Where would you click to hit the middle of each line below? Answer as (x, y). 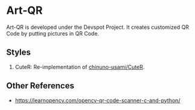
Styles (19, 53)
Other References (40, 86)
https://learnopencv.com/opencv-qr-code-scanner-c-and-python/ (97, 100)
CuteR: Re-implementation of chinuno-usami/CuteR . (80, 67)
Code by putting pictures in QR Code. (53, 33)
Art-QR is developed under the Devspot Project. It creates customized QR (97, 27)
